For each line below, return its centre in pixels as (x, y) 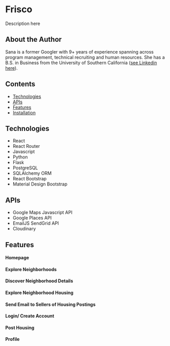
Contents (20, 84)
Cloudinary (24, 229)
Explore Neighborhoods (31, 269)
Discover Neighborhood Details (39, 281)
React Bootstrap (30, 179)
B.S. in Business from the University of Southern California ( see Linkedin (81, 63)
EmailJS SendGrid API (36, 223)
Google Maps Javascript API (42, 212)
